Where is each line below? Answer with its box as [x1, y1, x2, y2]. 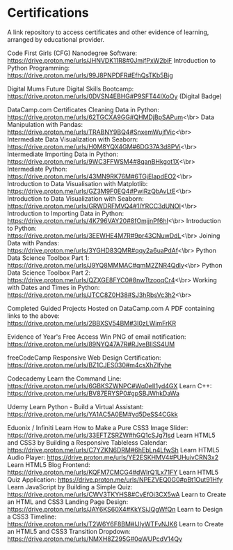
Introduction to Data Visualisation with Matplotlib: [7, 179, 148, 188]
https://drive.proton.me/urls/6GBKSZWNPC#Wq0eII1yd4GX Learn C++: [7, 381, 212, 390]
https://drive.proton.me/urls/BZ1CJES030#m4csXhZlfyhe [7, 360, 172, 369]
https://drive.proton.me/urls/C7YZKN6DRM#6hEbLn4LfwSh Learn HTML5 [7, 445, 220, 454]
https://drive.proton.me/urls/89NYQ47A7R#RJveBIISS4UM [7, 339, 175, 348]
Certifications [7, 5, 89, 21]
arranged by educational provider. [7, 35, 105, 43]
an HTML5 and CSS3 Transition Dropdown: [7, 527, 131, 535]
